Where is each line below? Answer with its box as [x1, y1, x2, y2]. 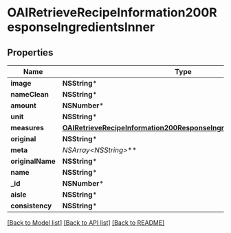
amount [10, 101, 36, 110]
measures [10, 123, 45, 132]
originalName [10, 156, 56, 166]
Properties [7, 47, 54, 58]
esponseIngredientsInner [7, 19, 155, 35]
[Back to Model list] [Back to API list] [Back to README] [7, 219, 165, 227]
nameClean [10, 90, 49, 99]
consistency [10, 201, 52, 210]
